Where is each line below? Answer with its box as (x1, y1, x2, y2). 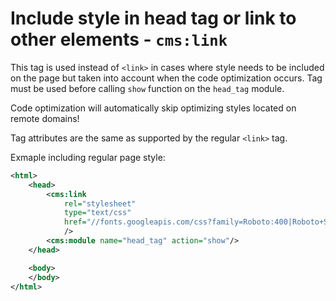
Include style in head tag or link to (10, 7, 297, 30)
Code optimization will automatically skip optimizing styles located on (10, 102, 297, 114)
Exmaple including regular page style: (10, 151, 166, 163)
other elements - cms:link (10, 28, 228, 51)
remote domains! (10, 112, 80, 124)
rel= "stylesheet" (63, 198, 137, 209)
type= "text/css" (63, 208, 132, 218)
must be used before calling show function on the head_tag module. (10, 82, 285, 94)
